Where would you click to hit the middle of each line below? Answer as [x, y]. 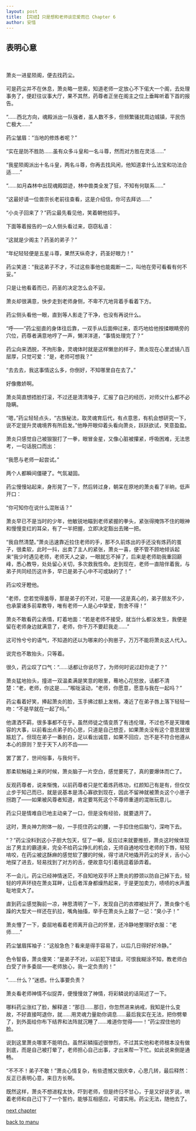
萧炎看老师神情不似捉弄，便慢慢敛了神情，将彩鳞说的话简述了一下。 [88, 993]
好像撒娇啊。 [21, 383]
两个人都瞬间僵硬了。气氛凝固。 [44, 473]
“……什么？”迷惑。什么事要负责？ [46, 980]
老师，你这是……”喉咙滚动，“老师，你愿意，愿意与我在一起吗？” [106, 688]
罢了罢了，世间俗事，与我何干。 [44, 758]
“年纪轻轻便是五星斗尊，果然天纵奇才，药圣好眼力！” [70, 253]
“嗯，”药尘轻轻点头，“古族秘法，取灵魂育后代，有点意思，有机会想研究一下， [98, 418]
